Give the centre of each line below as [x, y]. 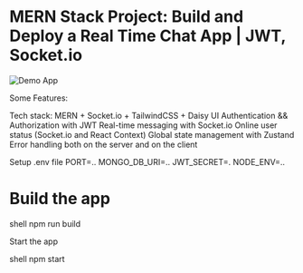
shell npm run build [45, 223]
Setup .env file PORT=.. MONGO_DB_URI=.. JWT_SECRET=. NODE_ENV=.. [147, 161]
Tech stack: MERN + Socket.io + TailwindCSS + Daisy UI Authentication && [149, 115]
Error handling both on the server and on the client [104, 144]
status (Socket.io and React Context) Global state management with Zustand [152, 134]
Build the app [60, 199]
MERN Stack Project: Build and [127, 17]
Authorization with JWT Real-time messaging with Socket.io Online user [143, 125]
